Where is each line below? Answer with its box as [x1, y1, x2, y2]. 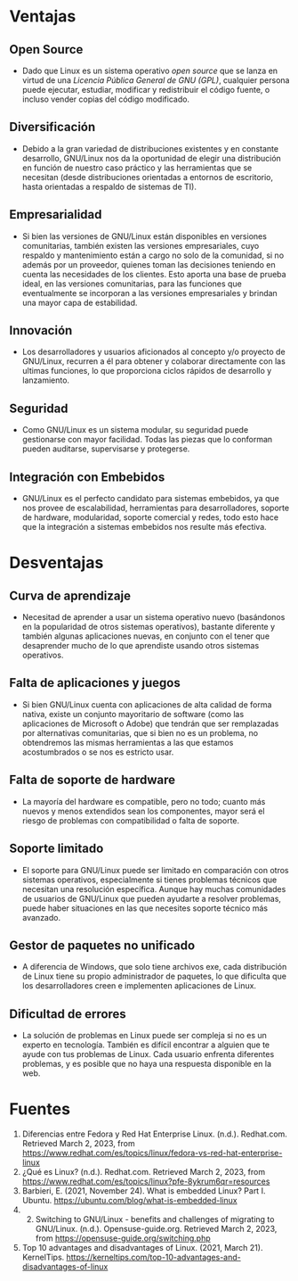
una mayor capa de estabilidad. [21, 297, 138, 308]
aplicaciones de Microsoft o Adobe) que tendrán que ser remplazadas [21, 718, 279, 729]
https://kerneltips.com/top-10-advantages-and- [66, 1252, 242, 1263]
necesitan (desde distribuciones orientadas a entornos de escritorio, [21, 171, 274, 182]
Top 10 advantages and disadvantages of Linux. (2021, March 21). [21, 1243, 263, 1253]
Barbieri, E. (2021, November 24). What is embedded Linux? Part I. [21, 1186, 266, 1196]
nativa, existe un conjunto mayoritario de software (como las [21, 708, 245, 719]
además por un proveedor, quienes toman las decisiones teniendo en [21, 259, 276, 269]
